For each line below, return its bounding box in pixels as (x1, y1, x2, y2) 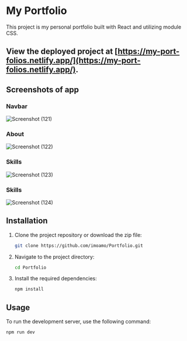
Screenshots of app (6, 85, 79, 95)
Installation (6, 216, 48, 226)
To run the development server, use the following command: (6, 318, 151, 325)
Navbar (6, 102, 28, 110)
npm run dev (6, 329, 35, 335)
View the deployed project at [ (6, 47, 118, 57)
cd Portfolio (14, 265, 47, 270)
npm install (14, 286, 44, 293)
